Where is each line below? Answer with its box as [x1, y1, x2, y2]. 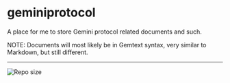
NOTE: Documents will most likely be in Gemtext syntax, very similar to [7, 40, 207, 49]
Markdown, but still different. [7, 48, 88, 56]
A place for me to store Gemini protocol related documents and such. [7, 27, 202, 36]
